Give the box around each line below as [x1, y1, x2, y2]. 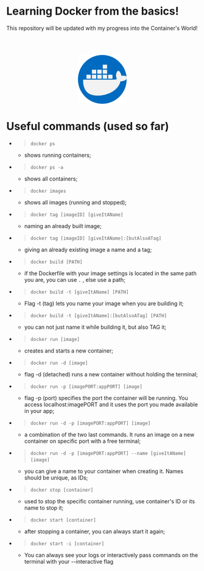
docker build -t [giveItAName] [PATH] [30, 289, 129, 295]
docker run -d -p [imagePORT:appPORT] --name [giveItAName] [30, 450, 186, 456]
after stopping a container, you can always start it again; [24, 528, 166, 535]
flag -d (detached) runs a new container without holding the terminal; [24, 370, 198, 378]
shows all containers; [24, 175, 78, 182]
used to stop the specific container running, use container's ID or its [24, 497, 195, 505]
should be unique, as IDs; [24, 474, 88, 481]
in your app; [24, 407, 55, 414]
